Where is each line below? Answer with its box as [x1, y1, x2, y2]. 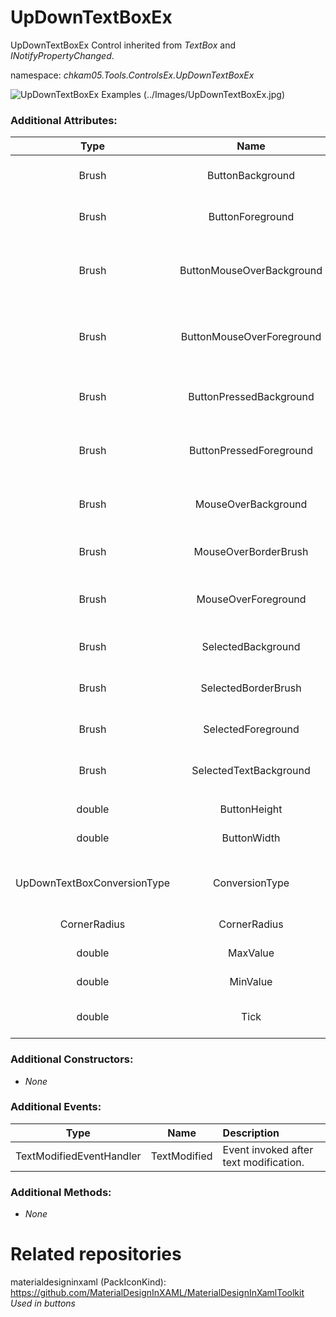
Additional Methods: [10, 1185, 112, 1199]
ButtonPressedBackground [188, 390, 315, 404]
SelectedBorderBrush [200, 681, 302, 695]
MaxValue [228, 946, 275, 960]
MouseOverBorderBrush [193, 545, 309, 559]
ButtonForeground [208, 210, 295, 224]
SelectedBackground [201, 640, 301, 654]
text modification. [222, 1155, 305, 1169]
